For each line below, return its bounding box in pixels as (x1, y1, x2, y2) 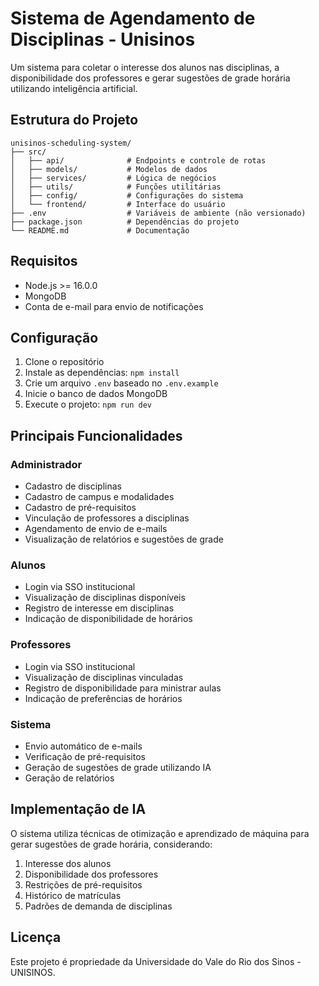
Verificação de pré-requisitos (24, 750, 146, 762)
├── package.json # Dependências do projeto (10, 217, 240, 227)
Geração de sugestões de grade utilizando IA (24, 761, 212, 773)
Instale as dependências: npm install (24, 367, 180, 379)
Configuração (10, 329, 99, 346)
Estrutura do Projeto (10, 112, 139, 129)
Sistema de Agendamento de (10, 7, 256, 30)
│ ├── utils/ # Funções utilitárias (10, 182, 222, 192)
